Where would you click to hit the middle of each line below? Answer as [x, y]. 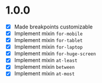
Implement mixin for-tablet [48, 40]
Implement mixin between [44, 67]
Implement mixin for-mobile [48, 33]
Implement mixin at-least [46, 60]
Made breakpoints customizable [53, 27]
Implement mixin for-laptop [48, 47]
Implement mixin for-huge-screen [55, 53]
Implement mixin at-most [44, 74]
